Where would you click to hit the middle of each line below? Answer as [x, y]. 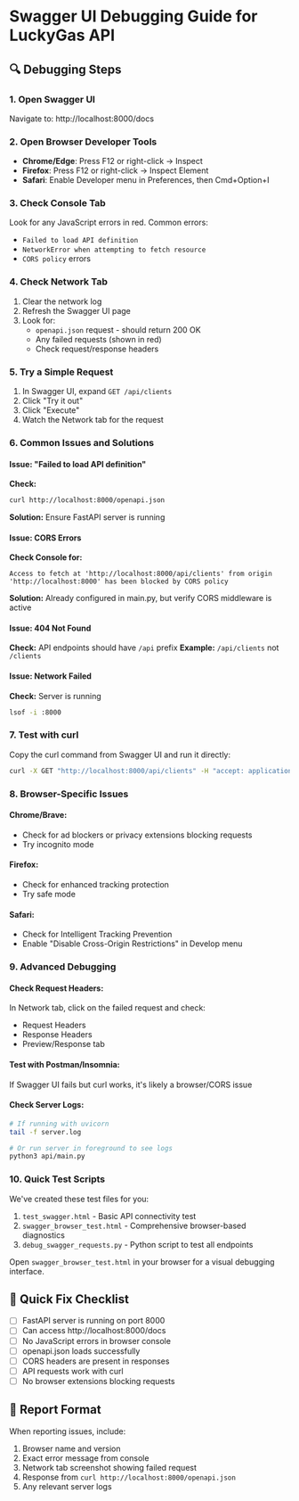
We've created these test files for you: [79, 1199]
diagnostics [43, 1235]
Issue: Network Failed [50, 676]
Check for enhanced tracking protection [95, 885]
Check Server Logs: [47, 1105]
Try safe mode [48, 895]
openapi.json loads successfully [81, 1351]
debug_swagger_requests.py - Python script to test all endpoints [137, 1244]
